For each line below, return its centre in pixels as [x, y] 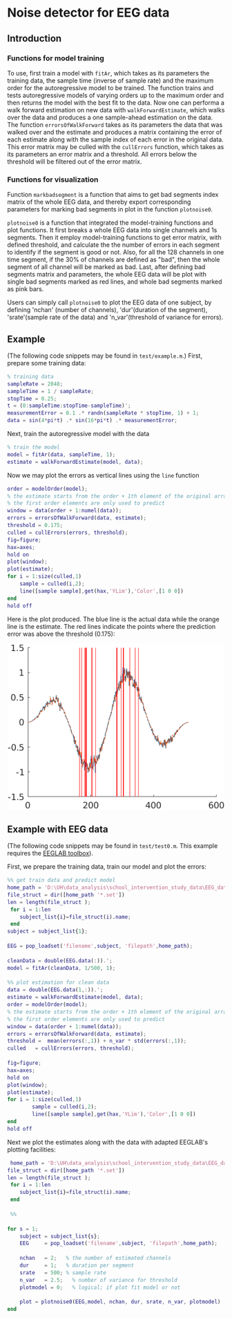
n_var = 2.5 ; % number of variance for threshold [98, 1280]
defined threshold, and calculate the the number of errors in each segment [113, 245]
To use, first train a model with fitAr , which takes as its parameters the [108, 73]
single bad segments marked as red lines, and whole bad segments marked [115, 281]
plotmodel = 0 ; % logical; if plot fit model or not [100, 1287]
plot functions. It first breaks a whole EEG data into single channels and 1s [112, 230]
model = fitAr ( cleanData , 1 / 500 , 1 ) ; [61, 968]
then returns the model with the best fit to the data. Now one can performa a [116, 103]
